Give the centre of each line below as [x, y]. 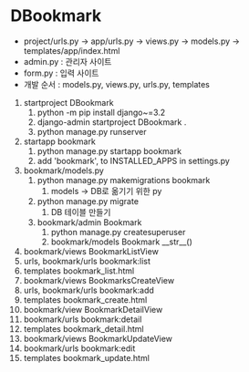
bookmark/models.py [63, 170]
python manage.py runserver [92, 131]
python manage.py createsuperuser [118, 232]
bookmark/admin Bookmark [89, 222]
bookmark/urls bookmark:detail [83, 319]
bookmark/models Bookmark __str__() [121, 242]
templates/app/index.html [72, 50]
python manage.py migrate [88, 201]
